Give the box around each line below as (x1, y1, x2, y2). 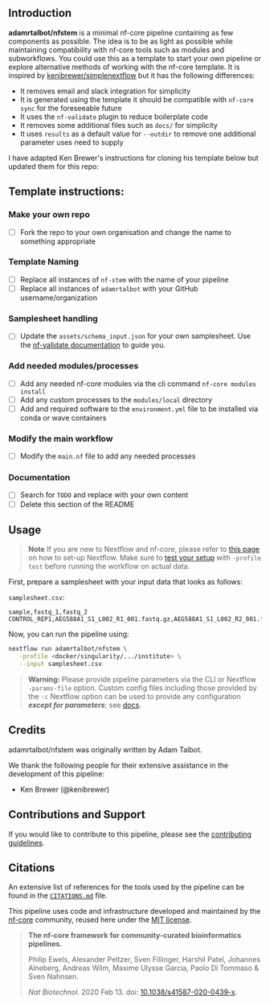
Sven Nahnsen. (27, 972, 79, 981)
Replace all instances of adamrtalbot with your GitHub (19, 283, 198, 293)
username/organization (19, 293, 98, 302)
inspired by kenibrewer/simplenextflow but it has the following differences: (8, 70, 256, 80)
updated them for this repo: (8, 161, 99, 171)
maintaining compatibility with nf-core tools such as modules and (8, 44, 225, 55)
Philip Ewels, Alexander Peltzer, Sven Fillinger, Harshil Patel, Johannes (27, 955, 261, 965)
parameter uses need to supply (19, 137, 124, 147)
